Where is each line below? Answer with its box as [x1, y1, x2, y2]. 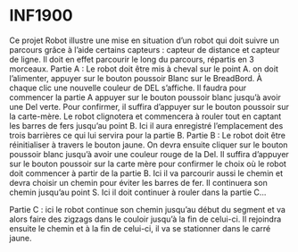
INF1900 [9, 5, 73, 26]
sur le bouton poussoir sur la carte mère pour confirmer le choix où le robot [9, 158, 287, 169]
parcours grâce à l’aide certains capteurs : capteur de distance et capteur [9, 44, 280, 55]
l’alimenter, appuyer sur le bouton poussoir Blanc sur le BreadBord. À [9, 72, 263, 83]
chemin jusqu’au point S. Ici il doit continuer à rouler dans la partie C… [9, 187, 267, 197]
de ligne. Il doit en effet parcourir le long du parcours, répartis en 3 [9, 54, 254, 64]
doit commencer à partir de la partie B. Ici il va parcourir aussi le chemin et [9, 167, 284, 179]
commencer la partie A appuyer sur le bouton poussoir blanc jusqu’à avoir [9, 91, 281, 103]
